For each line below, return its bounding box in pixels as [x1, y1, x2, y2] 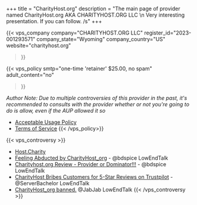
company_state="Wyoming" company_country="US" [36, 36, 165, 42]
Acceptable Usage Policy [14, 119, 77, 126]
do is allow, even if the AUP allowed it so [6, 107, 106, 114]
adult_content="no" [6, 72, 55, 78]
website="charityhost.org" [6, 42, 71, 49]
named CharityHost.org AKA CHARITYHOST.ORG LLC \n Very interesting [6, 11, 185, 18]
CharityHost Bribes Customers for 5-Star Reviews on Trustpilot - [14, 173, 173, 181]
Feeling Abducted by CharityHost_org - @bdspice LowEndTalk [14, 154, 168, 161]
